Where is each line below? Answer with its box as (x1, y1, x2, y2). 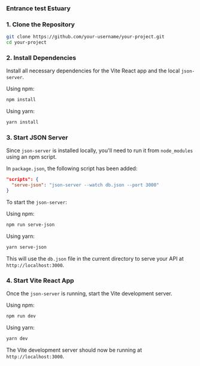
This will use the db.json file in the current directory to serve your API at (6, 255, 184, 262)
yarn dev (6, 335, 28, 341)
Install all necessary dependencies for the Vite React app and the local (6, 67, 180, 74)
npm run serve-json (6, 222, 55, 228)
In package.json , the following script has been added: (6, 165, 138, 172)
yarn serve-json (6, 244, 47, 250)
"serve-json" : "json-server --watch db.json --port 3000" (11, 182, 160, 188)
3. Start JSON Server (6, 133, 68, 141)
